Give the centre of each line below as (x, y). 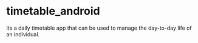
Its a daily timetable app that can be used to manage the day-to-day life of (99, 28)
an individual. (23, 34)
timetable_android (53, 11)
